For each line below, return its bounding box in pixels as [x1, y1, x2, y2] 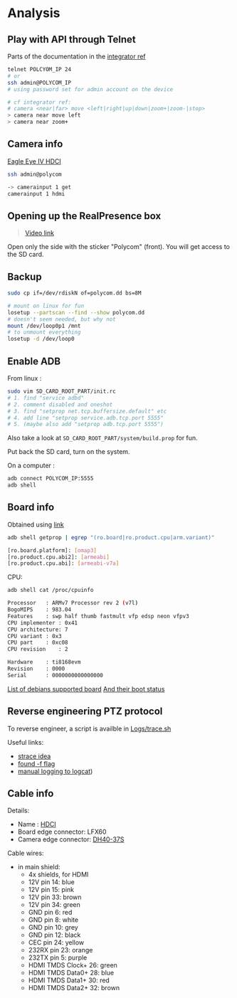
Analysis [7, 5, 60, 21]
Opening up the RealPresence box [7, 210, 162, 222]
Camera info [7, 138, 63, 150]
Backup [7, 270, 42, 282]
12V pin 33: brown [28, 893, 82, 901]
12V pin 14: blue [28, 878, 75, 886]
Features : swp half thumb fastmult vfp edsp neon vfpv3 [7, 612, 190, 620]
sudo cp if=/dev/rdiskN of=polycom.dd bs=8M [7, 290, 142, 297]
